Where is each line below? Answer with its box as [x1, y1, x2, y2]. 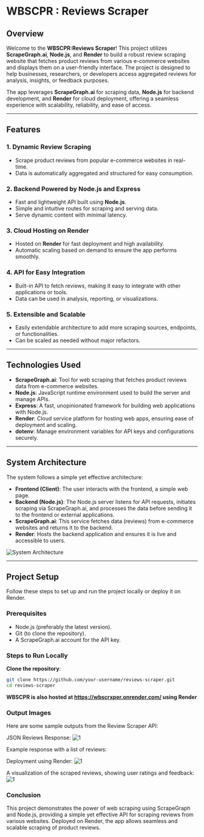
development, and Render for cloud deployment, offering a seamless [6, 95, 179, 102]
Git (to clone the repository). [15, 630, 86, 637]
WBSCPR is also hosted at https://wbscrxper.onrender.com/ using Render [6, 693, 197, 701]
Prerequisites [6, 610, 47, 618]
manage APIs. [15, 395, 50, 403]
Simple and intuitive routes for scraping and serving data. [15, 204, 159, 212]
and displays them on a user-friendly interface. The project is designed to [6, 64, 191, 71]
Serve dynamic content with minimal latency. [15, 211, 127, 218]
